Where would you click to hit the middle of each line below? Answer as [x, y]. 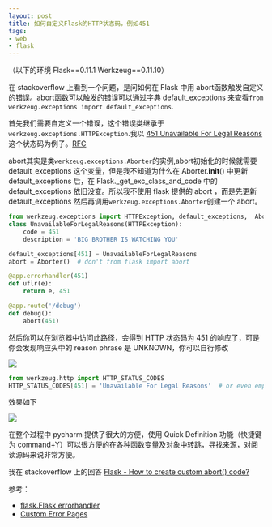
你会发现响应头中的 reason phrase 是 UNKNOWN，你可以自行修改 [119, 347]
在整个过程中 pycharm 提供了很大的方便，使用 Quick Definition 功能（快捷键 [135, 435]
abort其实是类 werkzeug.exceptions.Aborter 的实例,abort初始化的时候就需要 [133, 161]
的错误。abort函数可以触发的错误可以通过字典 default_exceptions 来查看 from [136, 97]
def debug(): [30, 313]
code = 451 [41, 232]
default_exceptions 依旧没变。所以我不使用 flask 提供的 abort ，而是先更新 [133, 191]
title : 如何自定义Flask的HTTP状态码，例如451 [79, 24]
